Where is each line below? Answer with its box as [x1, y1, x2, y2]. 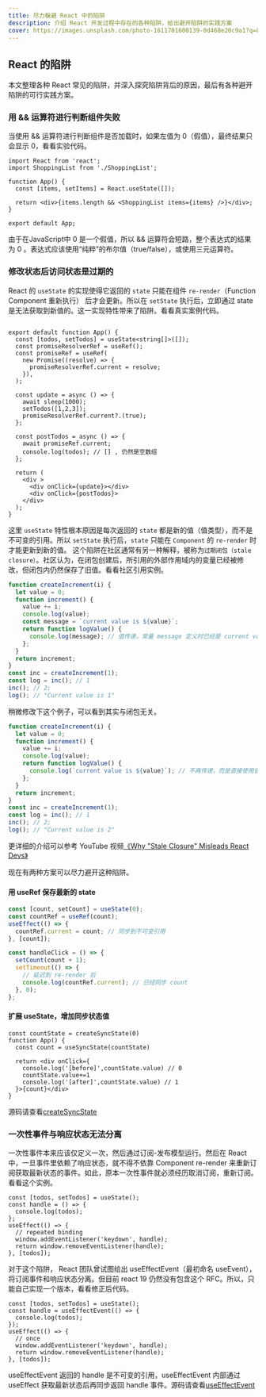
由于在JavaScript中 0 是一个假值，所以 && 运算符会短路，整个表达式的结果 [8, 235, 252, 244]
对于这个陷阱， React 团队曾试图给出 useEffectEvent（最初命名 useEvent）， [8, 1265, 256, 1274]
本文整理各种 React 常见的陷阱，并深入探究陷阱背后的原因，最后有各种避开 [8, 80, 253, 90]
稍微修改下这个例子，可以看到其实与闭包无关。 [8, 707, 161, 716]
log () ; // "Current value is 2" [8, 826, 115, 834]
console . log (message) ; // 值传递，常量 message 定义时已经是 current [28, 632, 249, 640]
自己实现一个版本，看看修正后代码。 [14, 1284, 133, 1294]
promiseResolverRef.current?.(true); [22, 412, 147, 420]
